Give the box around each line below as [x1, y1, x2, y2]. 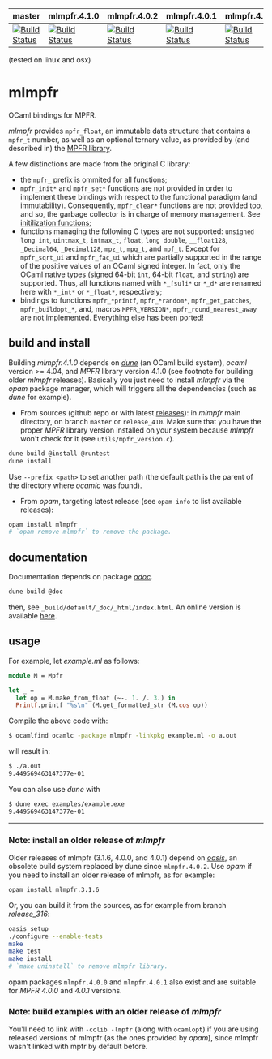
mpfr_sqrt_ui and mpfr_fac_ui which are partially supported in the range [19, 252, 262, 262]
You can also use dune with [8, 784, 100, 794]
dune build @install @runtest [8, 450, 111, 458]
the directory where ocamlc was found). [8, 480, 142, 490]
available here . [8, 610, 57, 620]
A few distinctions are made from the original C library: [8, 158, 191, 169]
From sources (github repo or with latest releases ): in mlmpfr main [19, 407, 241, 417]
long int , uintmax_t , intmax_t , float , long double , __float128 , [19, 235, 228, 244]
